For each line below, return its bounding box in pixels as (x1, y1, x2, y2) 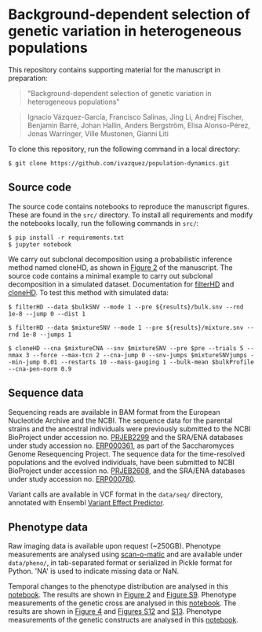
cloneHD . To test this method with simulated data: (8, 287, 169, 297)
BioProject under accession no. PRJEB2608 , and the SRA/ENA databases (8, 466, 246, 475)
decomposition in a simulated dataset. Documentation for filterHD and (8, 279, 235, 289)
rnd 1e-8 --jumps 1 (8, 331, 72, 338)
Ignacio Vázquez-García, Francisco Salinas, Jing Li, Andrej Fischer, (27, 112, 244, 121)
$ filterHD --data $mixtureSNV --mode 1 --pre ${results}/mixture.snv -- (8, 323, 255, 331)
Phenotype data (8, 520, 89, 534)
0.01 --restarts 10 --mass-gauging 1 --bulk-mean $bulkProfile (42, 358, 255, 366)
